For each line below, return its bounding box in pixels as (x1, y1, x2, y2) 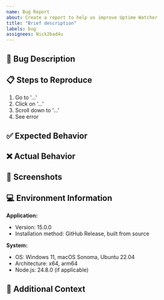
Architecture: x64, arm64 (14, 260, 78, 267)
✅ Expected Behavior (6, 130, 88, 141)
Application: (6, 212, 38, 219)
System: (6, 242, 28, 249)
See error (14, 113, 39, 121)
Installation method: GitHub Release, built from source (14, 230, 150, 237)
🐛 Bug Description (6, 54, 75, 64)
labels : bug (6, 25, 36, 32)
